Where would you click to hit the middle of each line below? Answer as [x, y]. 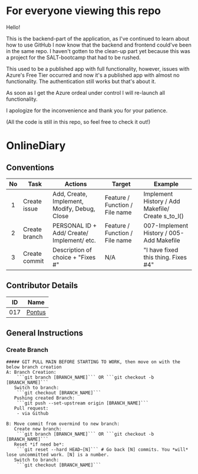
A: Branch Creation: [32, 373]
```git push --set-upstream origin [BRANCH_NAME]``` [83, 403]
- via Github [33, 414]
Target [121, 184]
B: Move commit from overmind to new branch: [63, 424]
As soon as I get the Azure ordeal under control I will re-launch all [85, 93]
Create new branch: [38, 429]
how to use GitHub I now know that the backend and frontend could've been [99, 45]
